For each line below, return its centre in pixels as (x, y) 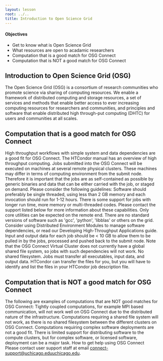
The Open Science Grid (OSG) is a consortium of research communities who (81, 88)
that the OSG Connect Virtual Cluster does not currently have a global (75, 246)
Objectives (16, 34)
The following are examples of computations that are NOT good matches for (81, 302)
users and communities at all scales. (41, 118)
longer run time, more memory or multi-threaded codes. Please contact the (80, 205)
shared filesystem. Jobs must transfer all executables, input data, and (75, 256)
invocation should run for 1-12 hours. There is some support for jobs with (78, 199)
